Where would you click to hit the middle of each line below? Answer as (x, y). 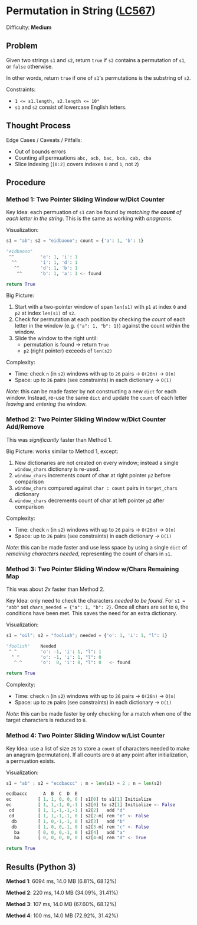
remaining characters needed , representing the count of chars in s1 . (89, 554)
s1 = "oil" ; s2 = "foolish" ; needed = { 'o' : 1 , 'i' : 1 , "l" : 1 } (87, 635)
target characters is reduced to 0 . (47, 720)
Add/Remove (25, 427)
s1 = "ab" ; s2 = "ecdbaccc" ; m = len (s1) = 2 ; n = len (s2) (84, 783)
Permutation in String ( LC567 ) (81, 11)
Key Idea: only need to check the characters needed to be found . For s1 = (96, 600)
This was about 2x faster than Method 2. (55, 589)
